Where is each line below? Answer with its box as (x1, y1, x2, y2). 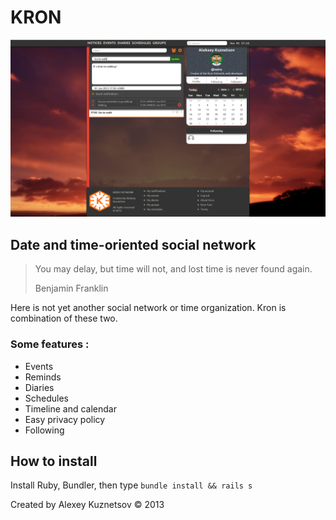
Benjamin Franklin (34, 282, 109, 295)
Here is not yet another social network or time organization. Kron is (10, 302, 287, 314)
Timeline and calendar (24, 402, 117, 415)
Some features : (10, 337, 90, 351)
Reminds (24, 371, 62, 383)
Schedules (24, 392, 70, 404)
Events (24, 360, 54, 372)
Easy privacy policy (24, 413, 106, 425)
